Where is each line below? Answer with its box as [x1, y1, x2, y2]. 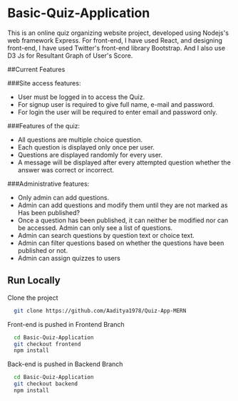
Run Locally [7, 274, 61, 286]
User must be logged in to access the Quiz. [17, 93, 145, 101]
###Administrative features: [7, 179, 90, 188]
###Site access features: [7, 78, 81, 87]
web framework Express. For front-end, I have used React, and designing [7, 36, 223, 44]
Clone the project [7, 293, 58, 302]
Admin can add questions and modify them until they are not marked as [17, 201, 228, 209]
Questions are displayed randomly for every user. [17, 150, 163, 159]
